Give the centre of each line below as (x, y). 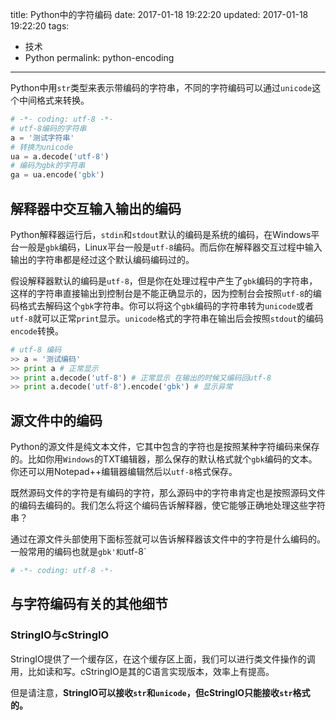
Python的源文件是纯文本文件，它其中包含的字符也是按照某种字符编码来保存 (165, 447)
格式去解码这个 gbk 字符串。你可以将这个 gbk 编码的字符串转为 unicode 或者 (166, 305)
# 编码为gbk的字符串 (48, 166)
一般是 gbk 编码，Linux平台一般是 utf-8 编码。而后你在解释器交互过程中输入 (170, 247)
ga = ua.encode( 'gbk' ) (57, 175)
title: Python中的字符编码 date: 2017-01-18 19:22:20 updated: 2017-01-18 (159, 14)
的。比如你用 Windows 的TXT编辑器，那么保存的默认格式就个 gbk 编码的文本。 (164, 459)
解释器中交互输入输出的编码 (96, 208)
